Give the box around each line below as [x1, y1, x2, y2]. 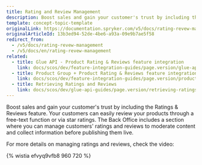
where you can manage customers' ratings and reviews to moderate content [6, 122, 195, 130]
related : [6, 53, 28, 59]
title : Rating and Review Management [6, 8, 101, 15]
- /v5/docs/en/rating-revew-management [11, 48, 112, 54]
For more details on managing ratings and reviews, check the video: [6, 140, 174, 148]
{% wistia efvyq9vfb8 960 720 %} [6, 152, 91, 159]
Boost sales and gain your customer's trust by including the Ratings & [6, 103, 179, 110]
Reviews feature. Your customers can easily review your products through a [6, 109, 194, 117]
